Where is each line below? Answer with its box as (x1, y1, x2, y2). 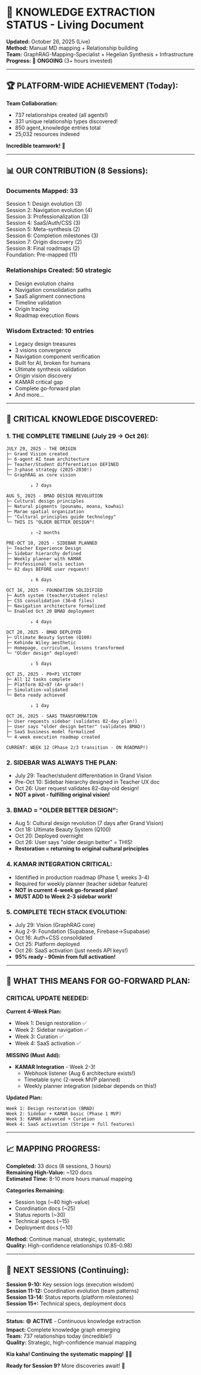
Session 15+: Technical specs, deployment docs (6, 1300, 126, 1307)
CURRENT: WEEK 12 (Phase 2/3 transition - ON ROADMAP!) (6, 744, 148, 751)
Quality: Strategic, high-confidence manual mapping (6, 1339, 136, 1346)
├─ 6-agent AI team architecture (6, 456, 90, 462)
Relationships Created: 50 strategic (6, 266, 112, 274)
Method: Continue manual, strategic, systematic (6, 1235, 126, 1243)
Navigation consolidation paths (14, 286, 92, 293)
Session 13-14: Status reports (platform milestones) (6, 1294, 134, 1301)
